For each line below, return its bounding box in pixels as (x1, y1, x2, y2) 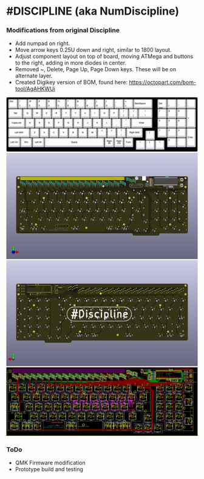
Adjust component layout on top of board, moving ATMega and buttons (15, 53, 194, 60)
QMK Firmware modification (15, 459, 86, 466)
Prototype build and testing (15, 466, 84, 473)
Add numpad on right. (15, 40, 70, 47)
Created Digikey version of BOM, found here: (15, 79, 128, 86)
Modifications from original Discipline (6, 26, 120, 35)
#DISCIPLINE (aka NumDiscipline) (6, 4, 179, 18)
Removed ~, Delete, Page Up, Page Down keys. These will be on (15, 66, 177, 73)
